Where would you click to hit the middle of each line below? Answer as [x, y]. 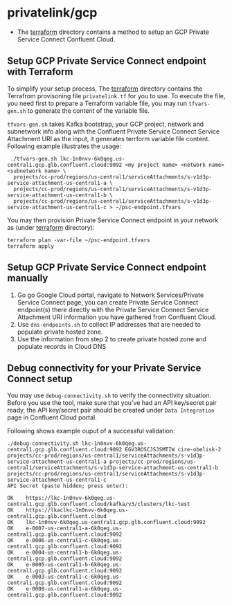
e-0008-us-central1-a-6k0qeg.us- [74, 589]
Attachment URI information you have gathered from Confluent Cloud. [117, 317]
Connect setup [40, 379]
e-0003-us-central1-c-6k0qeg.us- [74, 577]
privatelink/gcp [52, 13]
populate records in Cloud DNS [61, 346]
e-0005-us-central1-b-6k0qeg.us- [74, 565]
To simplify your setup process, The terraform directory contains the [105, 89]
